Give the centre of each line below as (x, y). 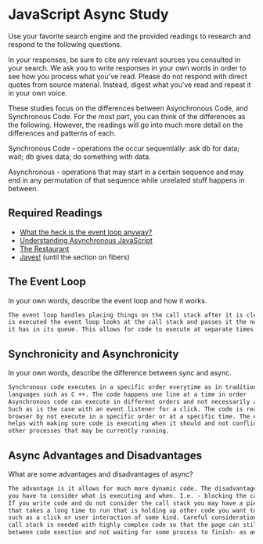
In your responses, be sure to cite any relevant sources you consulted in (124, 60)
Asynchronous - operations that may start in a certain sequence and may (126, 172)
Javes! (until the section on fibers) (75, 257)
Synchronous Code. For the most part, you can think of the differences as (127, 116)
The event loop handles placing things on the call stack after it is (126, 315)
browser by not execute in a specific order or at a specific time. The (129, 416)
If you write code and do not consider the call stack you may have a (126, 503)
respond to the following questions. (65, 44)
